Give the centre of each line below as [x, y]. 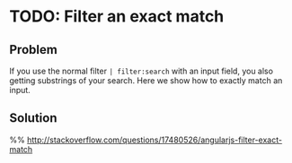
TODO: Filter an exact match [117, 17]
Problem [34, 50]
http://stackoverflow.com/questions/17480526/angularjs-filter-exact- [155, 140]
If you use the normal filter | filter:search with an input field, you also [142, 71]
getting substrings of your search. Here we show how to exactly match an [146, 81]
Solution [33, 118]
